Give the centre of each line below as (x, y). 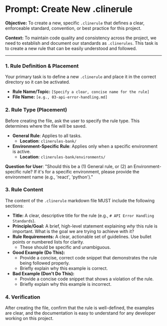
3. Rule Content (24, 190)
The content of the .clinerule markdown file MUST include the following (80, 200)
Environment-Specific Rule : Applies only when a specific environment (85, 146)
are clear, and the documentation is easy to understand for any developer (80, 313)
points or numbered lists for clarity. (48, 242)
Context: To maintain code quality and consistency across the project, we (81, 38)
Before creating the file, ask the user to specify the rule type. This (73, 121)
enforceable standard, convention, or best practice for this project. (73, 28)
